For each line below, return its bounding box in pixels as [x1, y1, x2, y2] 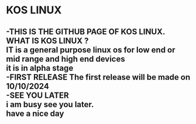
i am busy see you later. [6, 100, 94, 109]
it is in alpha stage [6, 63, 74, 73]
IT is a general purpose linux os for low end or [6, 45, 176, 55]
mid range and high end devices [6, 54, 125, 64]
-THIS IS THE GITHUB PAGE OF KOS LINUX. [6, 27, 166, 37]
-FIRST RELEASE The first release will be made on [6, 72, 191, 82]
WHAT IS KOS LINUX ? [6, 36, 89, 45]
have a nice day [6, 108, 64, 118]
